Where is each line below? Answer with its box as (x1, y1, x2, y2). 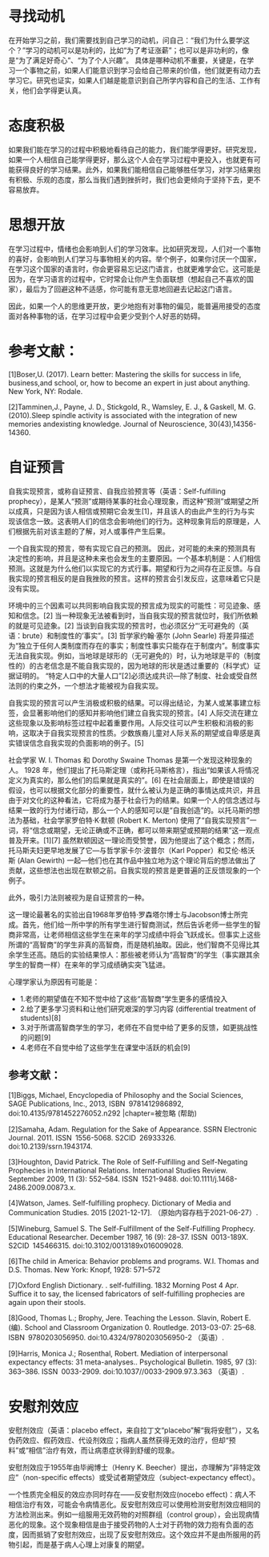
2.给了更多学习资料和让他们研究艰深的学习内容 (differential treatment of (19, 1004, 256, 1014)
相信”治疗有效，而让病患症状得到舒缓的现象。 (28, 1445, 179, 1455)
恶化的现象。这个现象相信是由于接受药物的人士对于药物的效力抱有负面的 (8, 1520, 247, 1530)
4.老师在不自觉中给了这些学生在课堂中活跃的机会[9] (19, 1043, 191, 1052)
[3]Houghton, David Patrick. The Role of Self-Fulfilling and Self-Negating (8, 1157, 248, 1166)
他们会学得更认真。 (22, 85, 86, 95)
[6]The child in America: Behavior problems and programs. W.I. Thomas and (8, 1256, 259, 1266)
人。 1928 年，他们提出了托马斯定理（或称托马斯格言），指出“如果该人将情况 (8, 765, 259, 774)
